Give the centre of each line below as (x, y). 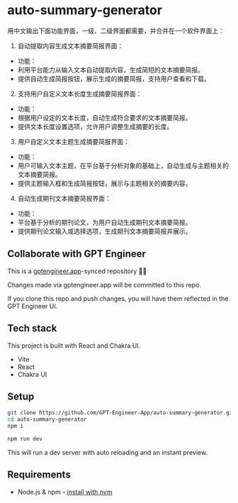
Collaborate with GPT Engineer (77, 254)
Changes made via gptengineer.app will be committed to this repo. (104, 284)
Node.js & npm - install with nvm (65, 492)
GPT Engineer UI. (33, 306)
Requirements (39, 475)
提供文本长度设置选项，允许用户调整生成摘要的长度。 (95, 126)
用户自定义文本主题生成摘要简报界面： (73, 141)
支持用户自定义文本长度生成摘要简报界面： (80, 94)
